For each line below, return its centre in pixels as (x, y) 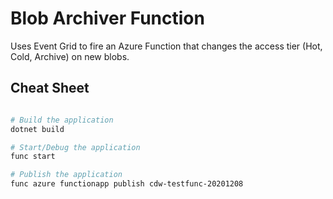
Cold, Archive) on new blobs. (70, 56)
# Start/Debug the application (75, 147)
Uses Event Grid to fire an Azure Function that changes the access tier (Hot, (166, 46)
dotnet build (37, 129)
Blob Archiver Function (107, 18)
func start (33, 157)
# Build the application (62, 120)
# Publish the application (66, 175)
